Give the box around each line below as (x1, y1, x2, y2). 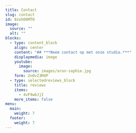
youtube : (14, 59, 33, 64)
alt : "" (10, 31, 26, 36)
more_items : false (14, 97, 53, 102)
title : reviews (14, 82, 46, 87)
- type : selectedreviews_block (10, 78, 76, 83)
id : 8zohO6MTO (5, 17, 35, 22)
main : (10, 106, 22, 111)
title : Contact (5, 7, 37, 13)
